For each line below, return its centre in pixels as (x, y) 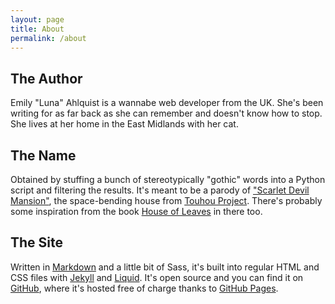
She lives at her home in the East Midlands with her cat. (124, 124)
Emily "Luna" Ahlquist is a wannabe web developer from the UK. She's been (167, 103)
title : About (37, 29)
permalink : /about (48, 38)
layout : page (37, 19)
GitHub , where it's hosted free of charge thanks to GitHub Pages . (144, 288)
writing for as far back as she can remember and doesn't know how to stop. (166, 113)
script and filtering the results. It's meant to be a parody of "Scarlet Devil (160, 190)
